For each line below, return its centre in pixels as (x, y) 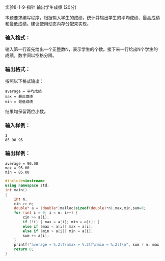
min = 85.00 (17, 172)
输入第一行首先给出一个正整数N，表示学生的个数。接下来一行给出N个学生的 (82, 49)
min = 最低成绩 (19, 102)
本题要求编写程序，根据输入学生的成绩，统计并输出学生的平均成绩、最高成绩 (82, 18)
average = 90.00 (22, 164)
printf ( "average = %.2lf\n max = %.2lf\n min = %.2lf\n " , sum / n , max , (88, 245)
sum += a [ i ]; (36, 235)
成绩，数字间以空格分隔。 (31, 55)
